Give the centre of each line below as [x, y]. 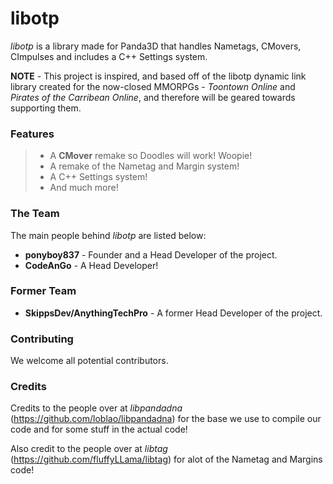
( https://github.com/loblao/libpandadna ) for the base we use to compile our [166, 419]
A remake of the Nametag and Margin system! [144, 166]
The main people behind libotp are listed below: [108, 235]
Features [32, 134]
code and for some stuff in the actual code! [99, 429]
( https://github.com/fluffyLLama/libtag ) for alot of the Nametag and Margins [166, 459]
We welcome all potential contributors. [89, 361]
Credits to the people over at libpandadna [96, 408]
